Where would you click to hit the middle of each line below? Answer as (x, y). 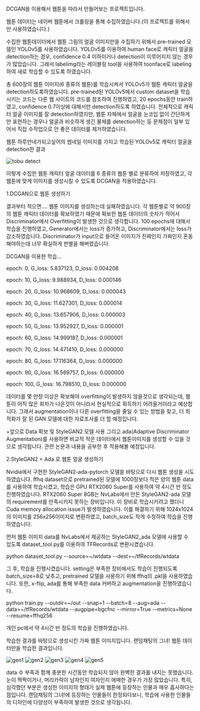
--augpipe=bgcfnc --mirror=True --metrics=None (131, 609)
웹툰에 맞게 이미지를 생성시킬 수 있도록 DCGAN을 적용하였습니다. (82, 181)
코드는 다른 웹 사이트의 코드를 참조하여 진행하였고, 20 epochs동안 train (105, 99)
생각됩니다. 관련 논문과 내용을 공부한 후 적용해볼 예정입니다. (87, 446)
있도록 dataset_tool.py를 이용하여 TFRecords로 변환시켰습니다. (81, 544)
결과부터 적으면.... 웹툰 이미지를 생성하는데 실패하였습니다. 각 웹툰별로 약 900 (96, 206)
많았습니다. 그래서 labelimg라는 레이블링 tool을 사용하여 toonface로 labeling (102, 64)
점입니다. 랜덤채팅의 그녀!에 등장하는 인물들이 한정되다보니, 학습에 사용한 (90, 695)
